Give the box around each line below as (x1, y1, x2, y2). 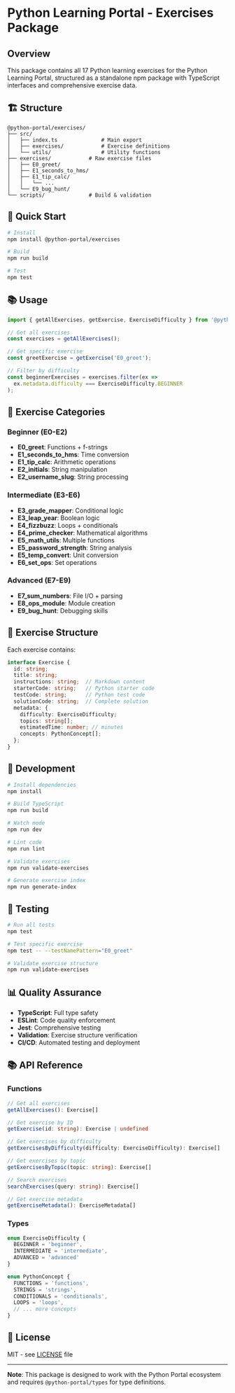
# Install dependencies (7, 781, 77, 788)
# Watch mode (7, 820, 45, 827)
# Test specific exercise (7, 940, 83, 948)
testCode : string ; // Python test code (13, 692, 145, 699)
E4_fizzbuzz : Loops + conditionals (17, 521, 119, 529)
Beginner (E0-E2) (7, 427, 68, 437)
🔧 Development (7, 763, 76, 775)
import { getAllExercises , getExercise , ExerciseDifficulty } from (7, 316, 208, 323)
